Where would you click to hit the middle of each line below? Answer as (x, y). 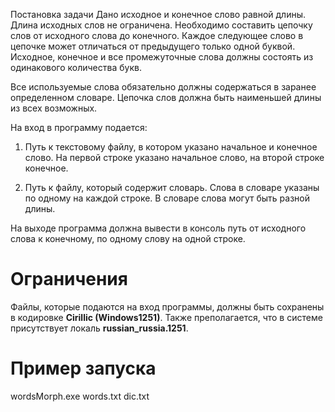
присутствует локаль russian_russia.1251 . (99, 328)
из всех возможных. (54, 108)
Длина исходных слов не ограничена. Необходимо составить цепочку (161, 25)
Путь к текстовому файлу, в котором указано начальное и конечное (171, 147)
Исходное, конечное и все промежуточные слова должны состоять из (162, 57)
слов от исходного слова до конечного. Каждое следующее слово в (157, 35)
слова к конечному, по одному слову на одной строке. (128, 238)
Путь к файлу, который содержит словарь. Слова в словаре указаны (172, 187)
